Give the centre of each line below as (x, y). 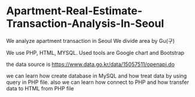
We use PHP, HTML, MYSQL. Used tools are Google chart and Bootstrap (95, 52)
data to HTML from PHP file (40, 88)
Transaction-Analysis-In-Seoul (85, 24)
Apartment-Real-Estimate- (74, 11)
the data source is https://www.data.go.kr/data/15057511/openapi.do (91, 64)
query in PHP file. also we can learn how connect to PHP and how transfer (98, 82)
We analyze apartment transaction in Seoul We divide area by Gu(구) (91, 40)
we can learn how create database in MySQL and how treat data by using (97, 76)
